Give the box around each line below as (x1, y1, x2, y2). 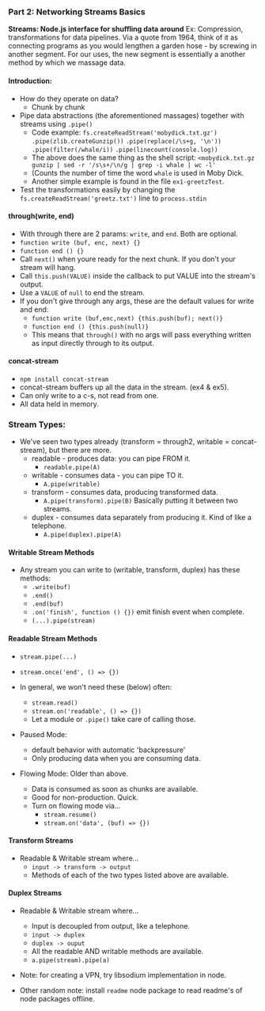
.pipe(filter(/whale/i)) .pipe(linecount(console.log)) (31, 146, 218, 154)
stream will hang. (19, 262, 76, 272)
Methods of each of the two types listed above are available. (31, 870, 229, 880)
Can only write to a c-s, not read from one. (19, 390, 159, 400)
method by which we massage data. (8, 58, 127, 67)
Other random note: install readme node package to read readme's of (19, 986, 243, 995)
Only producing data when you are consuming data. (31, 753, 201, 762)
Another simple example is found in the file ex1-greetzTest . (31, 177, 225, 186)
